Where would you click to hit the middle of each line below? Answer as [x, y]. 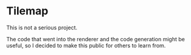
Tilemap [27, 11]
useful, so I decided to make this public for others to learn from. [86, 45]
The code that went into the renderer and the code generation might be [96, 39]
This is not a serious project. [42, 27]
